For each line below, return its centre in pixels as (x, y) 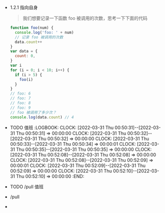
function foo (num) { (32, 28)
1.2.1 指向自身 (24, 7)
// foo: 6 (20, 94)
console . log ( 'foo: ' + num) (45, 32)
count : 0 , (25, 56)
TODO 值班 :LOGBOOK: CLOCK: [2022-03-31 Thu (62, 127)
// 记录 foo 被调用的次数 (39, 37)
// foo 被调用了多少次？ (33, 112)
